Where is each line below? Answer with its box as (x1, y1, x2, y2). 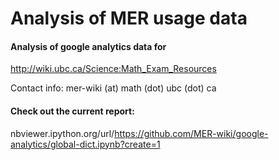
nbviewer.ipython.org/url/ (10, 127, 115, 139)
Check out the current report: (10, 105, 135, 117)
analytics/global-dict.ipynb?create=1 (10, 138, 161, 150)
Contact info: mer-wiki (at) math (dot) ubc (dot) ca (10, 82, 217, 94)
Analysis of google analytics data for (10, 40, 167, 52)
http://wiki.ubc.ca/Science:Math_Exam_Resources (10, 63, 217, 75)
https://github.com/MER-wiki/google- (114, 127, 269, 139)
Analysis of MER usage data (10, 7, 248, 30)
